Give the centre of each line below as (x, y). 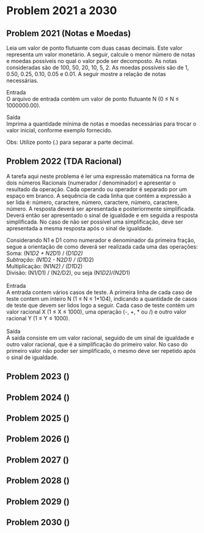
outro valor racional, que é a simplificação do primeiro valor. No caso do (97, 344)
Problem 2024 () (38, 397)
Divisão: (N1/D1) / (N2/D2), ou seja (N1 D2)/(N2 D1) (68, 273)
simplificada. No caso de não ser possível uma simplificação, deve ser (95, 222)
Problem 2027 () (38, 460)
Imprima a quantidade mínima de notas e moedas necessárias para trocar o (101, 124)
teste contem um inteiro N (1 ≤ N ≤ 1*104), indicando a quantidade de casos (102, 298)
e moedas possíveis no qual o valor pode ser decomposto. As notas (92, 61)
